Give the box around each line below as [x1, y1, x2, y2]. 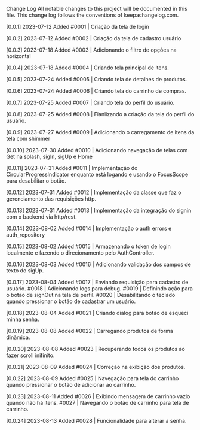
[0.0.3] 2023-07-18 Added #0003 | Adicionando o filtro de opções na [6, 46, 177, 53]
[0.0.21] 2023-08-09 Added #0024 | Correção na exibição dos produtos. [6, 364, 186, 370]
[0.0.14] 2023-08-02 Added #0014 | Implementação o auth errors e [6, 225, 172, 232]
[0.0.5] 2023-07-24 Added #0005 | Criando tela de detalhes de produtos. [6, 76, 187, 83]
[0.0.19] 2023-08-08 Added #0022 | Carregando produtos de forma [6, 328, 173, 334]
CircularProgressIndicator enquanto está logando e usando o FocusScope [6, 171, 189, 178]
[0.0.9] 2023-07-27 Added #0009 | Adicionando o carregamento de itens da [6, 129, 195, 135]
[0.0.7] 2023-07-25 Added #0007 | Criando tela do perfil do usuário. [6, 99, 175, 106]
